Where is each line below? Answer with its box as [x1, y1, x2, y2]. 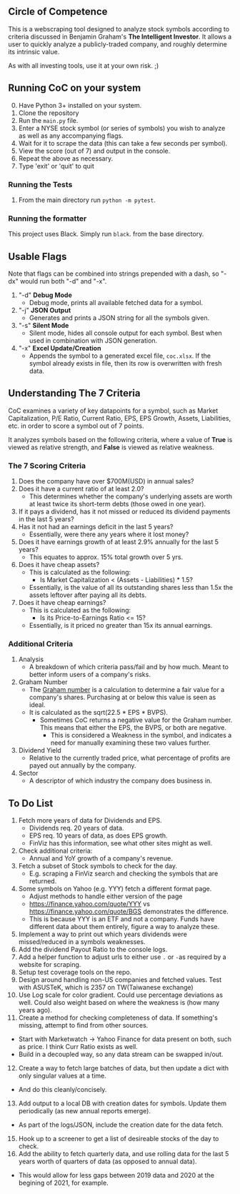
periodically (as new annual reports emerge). [18, 1107, 151, 1115]
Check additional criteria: [18, 846, 93, 856]
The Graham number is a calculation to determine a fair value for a [29, 686, 225, 694]
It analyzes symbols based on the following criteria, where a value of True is [8, 435, 233, 443]
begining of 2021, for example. [18, 1178, 109, 1188]
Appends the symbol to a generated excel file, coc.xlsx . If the [29, 351, 211, 360]
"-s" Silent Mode [18, 321, 69, 330]
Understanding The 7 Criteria [8, 387, 141, 399]
